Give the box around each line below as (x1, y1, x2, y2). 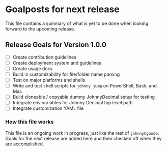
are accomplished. (5, 141, 44, 147)
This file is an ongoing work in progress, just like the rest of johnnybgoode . (5, 130, 159, 136)
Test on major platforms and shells (12, 77, 86, 83)
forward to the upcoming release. (5, 25, 75, 32)
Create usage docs (12, 65, 53, 72)
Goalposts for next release (5, 4, 120, 15)
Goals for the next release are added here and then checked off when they (5, 135, 162, 141)
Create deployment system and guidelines (12, 59, 102, 66)
